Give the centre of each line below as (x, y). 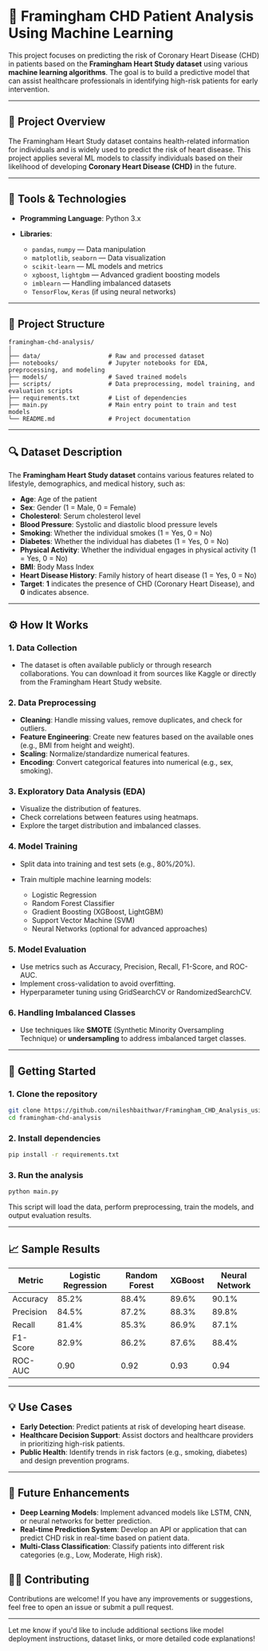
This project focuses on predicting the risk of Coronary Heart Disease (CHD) (134, 55)
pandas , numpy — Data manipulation (89, 249)
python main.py (33, 1192)
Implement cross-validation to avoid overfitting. (97, 983)
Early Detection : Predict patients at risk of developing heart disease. (132, 1426)
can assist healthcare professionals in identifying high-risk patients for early (133, 81)
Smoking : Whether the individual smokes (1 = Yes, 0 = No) (116, 533)
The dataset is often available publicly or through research (116, 664)
